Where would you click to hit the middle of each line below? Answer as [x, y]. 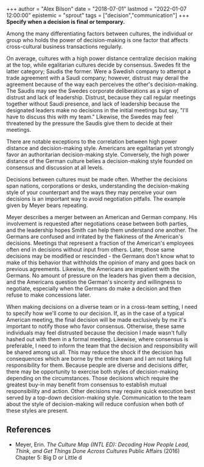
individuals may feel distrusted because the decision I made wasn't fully [97, 333]
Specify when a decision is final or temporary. [66, 22]
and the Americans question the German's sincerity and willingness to [94, 282]
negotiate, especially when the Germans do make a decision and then [94, 288]
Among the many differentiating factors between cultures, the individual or [100, 34]
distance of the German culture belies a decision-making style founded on [100, 161]
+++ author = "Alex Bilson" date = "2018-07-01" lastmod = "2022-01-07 [97, 9]
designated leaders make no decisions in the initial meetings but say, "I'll [97, 110]
